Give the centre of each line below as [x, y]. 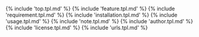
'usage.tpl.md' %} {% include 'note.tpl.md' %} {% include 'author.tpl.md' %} [99, 21]
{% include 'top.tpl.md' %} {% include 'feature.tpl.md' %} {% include [90, 9]
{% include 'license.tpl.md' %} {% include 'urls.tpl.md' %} [77, 27]
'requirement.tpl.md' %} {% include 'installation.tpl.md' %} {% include [91, 15]
